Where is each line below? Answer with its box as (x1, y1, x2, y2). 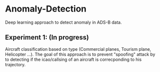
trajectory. (5, 61, 26, 67)
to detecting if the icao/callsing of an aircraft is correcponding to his (5, 57, 142, 62)
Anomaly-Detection (5, 3, 87, 14)
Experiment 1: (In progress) (5, 33, 89, 42)
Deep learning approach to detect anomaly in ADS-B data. (5, 19, 122, 25)
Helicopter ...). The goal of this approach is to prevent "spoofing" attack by (5, 51, 156, 57)
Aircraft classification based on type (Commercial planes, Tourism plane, (5, 46, 151, 52)
